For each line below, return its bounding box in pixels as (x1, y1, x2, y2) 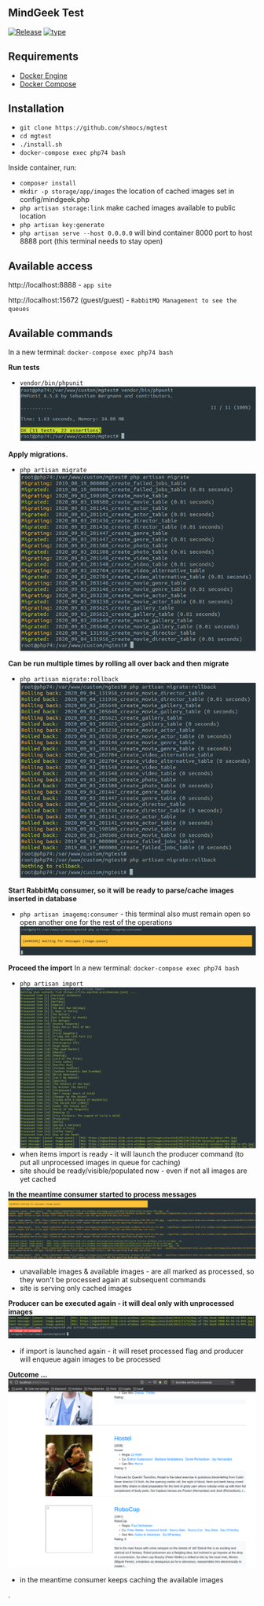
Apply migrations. (8, 449, 68, 459)
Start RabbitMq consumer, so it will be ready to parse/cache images (8, 885, 234, 895)
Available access (8, 259, 93, 273)
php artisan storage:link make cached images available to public (19, 203, 236, 213)
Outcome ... (8, 1370, 48, 1380)
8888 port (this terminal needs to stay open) (19, 236, 163, 246)
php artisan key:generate (19, 222, 104, 229)
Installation (8, 102, 64, 115)
